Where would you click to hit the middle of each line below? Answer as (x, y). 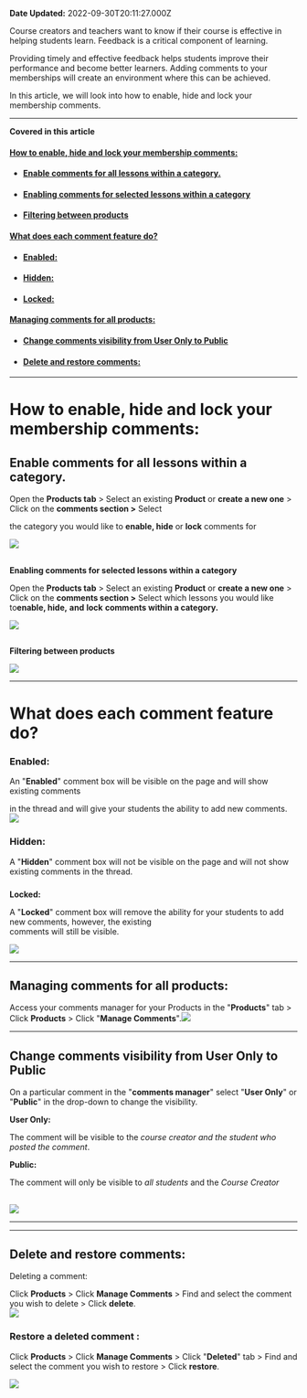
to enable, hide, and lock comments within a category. (114, 607)
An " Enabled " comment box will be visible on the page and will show (139, 782)
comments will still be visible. (64, 931)
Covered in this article (53, 131)
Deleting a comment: (49, 1276)
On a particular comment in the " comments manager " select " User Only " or (153, 1093)
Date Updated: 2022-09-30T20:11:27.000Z (90, 13)
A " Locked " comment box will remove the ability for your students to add (147, 912)
